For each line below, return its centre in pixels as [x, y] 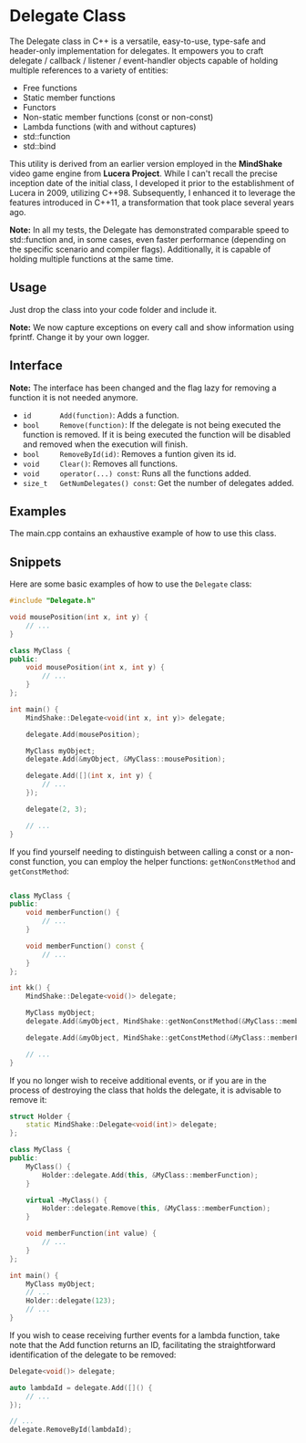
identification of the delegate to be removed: [93, 1355]
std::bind [39, 146]
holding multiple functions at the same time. [92, 259]
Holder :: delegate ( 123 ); [71, 1301]
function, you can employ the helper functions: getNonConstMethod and [164, 861]
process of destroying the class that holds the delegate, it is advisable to [146, 1090]
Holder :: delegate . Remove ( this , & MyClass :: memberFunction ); [157, 1209]
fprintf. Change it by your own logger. [80, 337]
